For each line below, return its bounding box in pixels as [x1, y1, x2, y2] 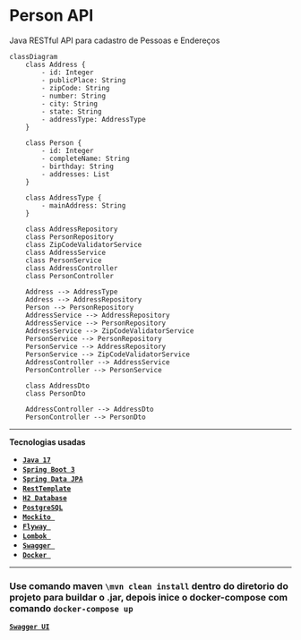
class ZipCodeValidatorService [25, 240, 142, 249]
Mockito [21, 512, 51, 522]
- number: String [41, 91, 106, 100]
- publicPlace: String [41, 75, 126, 85]
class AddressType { [25, 193, 102, 202]
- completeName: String [41, 154, 130, 163]
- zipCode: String [41, 83, 110, 92]
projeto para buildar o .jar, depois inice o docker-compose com [9, 591, 288, 603]
